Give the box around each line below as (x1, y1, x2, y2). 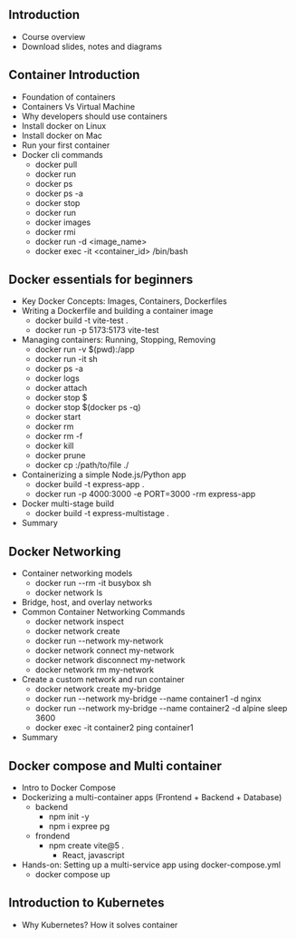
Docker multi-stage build (21, 498, 115, 509)
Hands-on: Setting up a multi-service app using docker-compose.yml (21, 859, 282, 870)
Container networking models (21, 568, 133, 579)
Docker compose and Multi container (8, 758, 223, 774)
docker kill (34, 440, 74, 452)
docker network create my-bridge (34, 684, 162, 695)
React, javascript (62, 850, 125, 861)
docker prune (34, 450, 86, 461)
